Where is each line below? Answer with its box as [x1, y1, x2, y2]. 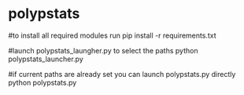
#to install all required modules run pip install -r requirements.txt [8, 31, 216, 40]
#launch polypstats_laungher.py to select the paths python [8, 46, 198, 55]
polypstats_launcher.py [8, 54, 84, 64]
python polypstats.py [8, 78, 77, 87]
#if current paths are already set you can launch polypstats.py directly [8, 69, 236, 79]
